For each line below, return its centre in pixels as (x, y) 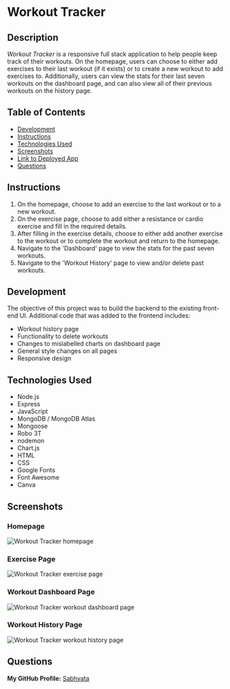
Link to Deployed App (48, 158)
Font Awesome (38, 478)
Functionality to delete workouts (63, 336)
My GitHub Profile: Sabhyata (48, 678)
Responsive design (44, 358)
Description (33, 38)
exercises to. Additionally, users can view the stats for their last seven (106, 76)
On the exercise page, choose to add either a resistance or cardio (110, 219)
